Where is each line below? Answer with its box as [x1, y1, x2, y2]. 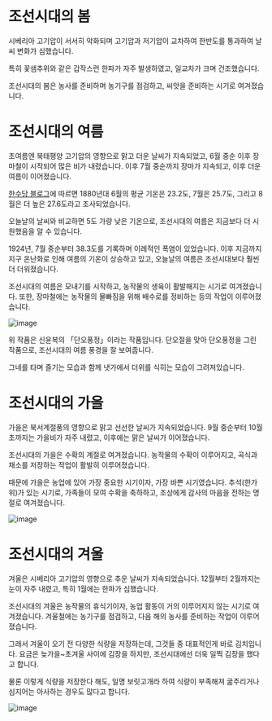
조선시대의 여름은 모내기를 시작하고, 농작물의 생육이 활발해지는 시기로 [8, 281, 227, 291]
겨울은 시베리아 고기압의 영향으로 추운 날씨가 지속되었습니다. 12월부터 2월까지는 [8, 574, 261, 583]
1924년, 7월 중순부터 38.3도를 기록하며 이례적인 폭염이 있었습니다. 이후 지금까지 [8, 244, 262, 253]
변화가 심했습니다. [16, 46, 74, 55]
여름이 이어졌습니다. [8, 171, 71, 181]
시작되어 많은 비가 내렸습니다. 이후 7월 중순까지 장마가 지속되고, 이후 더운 [29, 160, 261, 171]
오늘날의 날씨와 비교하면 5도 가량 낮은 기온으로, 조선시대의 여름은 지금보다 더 [8, 216, 251, 226]
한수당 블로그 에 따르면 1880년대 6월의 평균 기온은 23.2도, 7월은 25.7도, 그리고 [8, 188, 257, 198]
